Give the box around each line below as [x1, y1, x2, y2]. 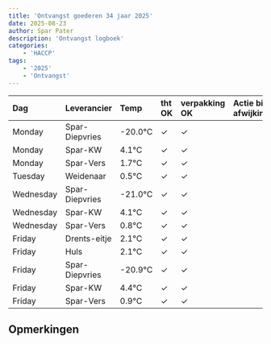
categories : [8, 42, 48, 50]
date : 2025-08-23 [8, 19, 67, 27]
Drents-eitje [65, 233, 112, 244]
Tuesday [12, 170, 45, 181]
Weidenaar [65, 170, 106, 181]
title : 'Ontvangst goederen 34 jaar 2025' [8, 11, 153, 20]
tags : [8, 57, 27, 65]
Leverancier [65, 102, 113, 114]
